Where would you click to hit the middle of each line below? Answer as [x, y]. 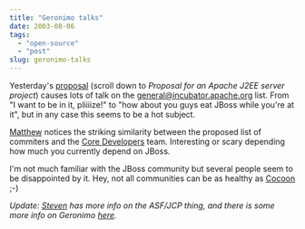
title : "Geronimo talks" [56, 18]
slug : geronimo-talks [50, 60]
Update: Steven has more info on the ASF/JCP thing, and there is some [142, 205]
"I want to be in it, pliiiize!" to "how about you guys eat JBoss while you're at [152, 105]
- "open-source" [48, 43]
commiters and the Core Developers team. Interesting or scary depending [148, 142]
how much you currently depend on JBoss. [90, 151]
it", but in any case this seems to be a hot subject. [103, 114]
